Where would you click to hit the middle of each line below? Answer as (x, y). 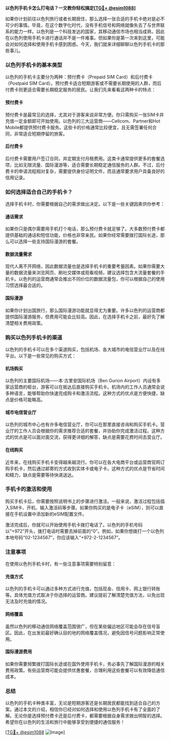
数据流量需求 (18, 254)
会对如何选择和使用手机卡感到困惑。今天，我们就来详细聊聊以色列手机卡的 (83, 44)
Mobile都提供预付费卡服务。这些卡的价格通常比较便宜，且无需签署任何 (79, 127)
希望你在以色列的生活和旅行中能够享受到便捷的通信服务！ (65, 722)
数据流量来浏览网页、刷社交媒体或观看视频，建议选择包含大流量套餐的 (87, 273)
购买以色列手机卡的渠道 (34, 337)
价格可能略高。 (30, 400)
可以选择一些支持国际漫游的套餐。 (45, 241)
